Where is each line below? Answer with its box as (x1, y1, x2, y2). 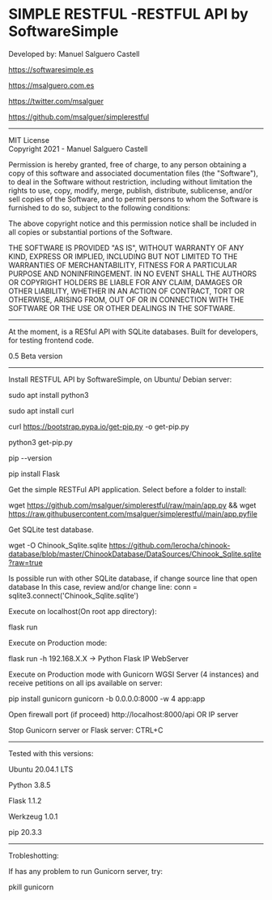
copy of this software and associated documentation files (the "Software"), (8, 168, 259, 178)
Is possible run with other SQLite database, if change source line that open (8, 573, 257, 583)
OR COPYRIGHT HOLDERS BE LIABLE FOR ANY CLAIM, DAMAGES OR (8, 277, 243, 287)
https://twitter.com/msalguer (8, 96, 104, 106)
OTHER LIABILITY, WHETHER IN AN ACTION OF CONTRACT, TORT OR (8, 286, 244, 296)
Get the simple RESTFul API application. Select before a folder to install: (8, 484, 247, 494)
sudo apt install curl (8, 405, 74, 415)
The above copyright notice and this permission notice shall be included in (8, 219, 257, 228)
